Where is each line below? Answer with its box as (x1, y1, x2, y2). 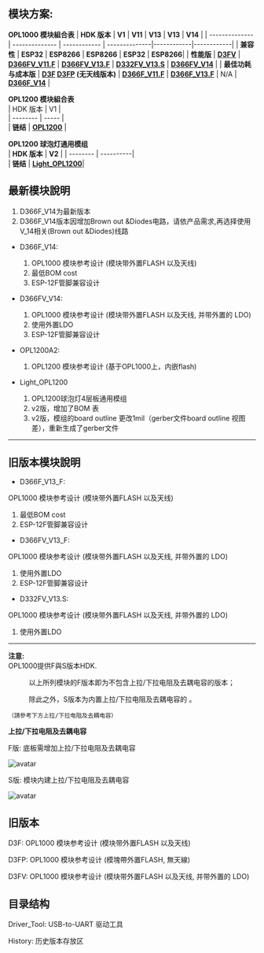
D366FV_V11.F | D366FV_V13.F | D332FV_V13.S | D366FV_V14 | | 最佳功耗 (8, 59, 251, 69)
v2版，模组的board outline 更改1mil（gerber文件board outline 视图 (31, 413, 246, 423)
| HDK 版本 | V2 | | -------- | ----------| (8, 149, 135, 158)
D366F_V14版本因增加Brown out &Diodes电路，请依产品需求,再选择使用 (19, 216, 251, 226)
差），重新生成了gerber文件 (31, 423, 119, 432)
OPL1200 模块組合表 (8, 94, 75, 104)
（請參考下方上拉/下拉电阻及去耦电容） (8, 712, 118, 720)
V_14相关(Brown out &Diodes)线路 (19, 226, 129, 235)
